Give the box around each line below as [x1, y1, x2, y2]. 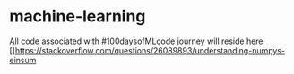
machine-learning [9, 6, 146, 27]
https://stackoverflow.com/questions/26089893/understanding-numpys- [14, 45, 285, 55]
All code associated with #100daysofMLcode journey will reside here [9, 36, 264, 46]
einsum [9, 54, 37, 65]
